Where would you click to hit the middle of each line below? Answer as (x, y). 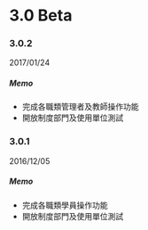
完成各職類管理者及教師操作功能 (80, 107)
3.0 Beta (41, 16)
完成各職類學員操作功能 (65, 205)
